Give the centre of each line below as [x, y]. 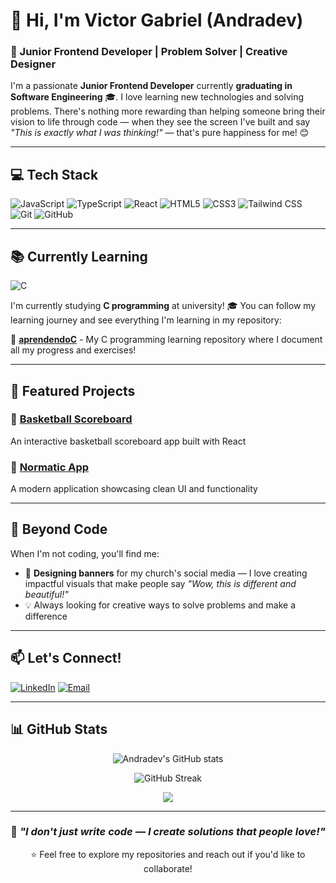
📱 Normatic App [50, 467]
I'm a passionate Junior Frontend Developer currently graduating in [151, 86]
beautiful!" [46, 594]
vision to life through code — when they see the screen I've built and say [160, 122]
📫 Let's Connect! [66, 658]
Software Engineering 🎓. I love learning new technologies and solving [157, 97]
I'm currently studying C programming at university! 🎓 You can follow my [163, 306]
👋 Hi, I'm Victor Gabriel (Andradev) [157, 20]
